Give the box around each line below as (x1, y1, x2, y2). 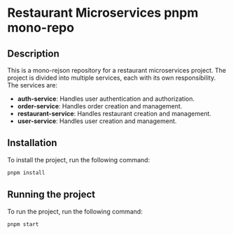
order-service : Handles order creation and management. (17, 102, 183, 110)
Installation (7, 137, 57, 149)
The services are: (7, 81, 58, 89)
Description (7, 48, 59, 59)
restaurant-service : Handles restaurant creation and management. (17, 110, 212, 117)
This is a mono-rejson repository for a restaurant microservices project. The (7, 66, 226, 74)
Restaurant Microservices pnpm (7, 5, 199, 21)
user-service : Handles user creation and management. (17, 117, 177, 125)
